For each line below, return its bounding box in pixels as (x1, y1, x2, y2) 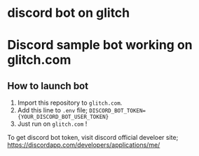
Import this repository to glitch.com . (17, 98, 123, 107)
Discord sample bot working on (7, 37, 193, 53)
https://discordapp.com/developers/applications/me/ (7, 141, 160, 149)
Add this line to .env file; (17, 106, 88, 115)
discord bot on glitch (7, 5, 130, 21)
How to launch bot (7, 79, 89, 92)
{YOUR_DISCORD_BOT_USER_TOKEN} (17, 114, 109, 121)
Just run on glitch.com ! (17, 119, 88, 128)
